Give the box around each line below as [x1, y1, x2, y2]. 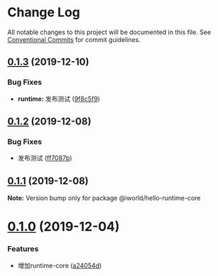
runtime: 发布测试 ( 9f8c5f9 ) [17, 94, 101, 103]
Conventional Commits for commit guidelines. [7, 35, 141, 43]
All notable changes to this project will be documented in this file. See [7, 28, 212, 36]
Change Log [7, 4, 80, 21]
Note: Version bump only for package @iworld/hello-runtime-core [7, 193, 201, 203]
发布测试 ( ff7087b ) [17, 154, 72, 162]
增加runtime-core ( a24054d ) [17, 261, 102, 270]
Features [7, 244, 39, 254]
